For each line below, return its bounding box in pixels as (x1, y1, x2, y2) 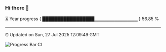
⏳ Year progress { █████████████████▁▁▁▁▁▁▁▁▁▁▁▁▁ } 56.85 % (5, 16, 159, 22)
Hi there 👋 (5, 4, 30, 11)
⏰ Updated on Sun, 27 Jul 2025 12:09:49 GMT (5, 32, 100, 38)
